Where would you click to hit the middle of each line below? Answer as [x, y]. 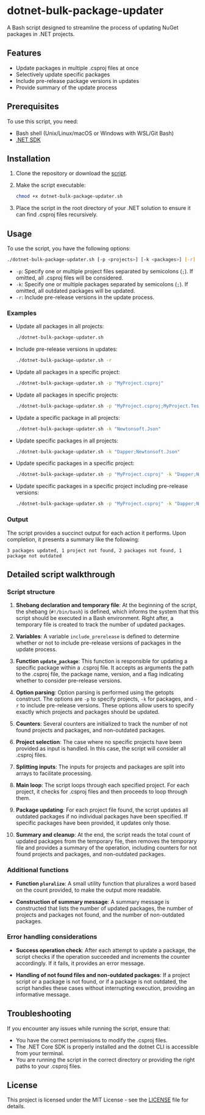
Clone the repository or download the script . [71, 173]
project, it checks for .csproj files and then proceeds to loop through [102, 792]
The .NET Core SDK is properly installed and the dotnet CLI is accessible [107, 1047]
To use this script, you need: [43, 121]
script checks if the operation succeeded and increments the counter [103, 956]
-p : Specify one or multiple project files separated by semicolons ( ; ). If [105, 271]
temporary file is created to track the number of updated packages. [100, 625]
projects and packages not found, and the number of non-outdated [100, 915]
